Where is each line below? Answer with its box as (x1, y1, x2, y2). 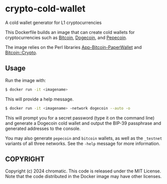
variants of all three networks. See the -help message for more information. (5, 140, 161, 146)
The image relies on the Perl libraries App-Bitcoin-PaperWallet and (5, 44, 142, 50)
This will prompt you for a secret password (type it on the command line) (5, 114, 155, 120)
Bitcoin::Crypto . (5, 49, 37, 55)
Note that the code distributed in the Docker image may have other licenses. (5, 173, 162, 179)
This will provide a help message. (5, 96, 74, 102)
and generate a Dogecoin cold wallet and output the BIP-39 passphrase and (5, 120, 162, 126)
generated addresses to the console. (5, 125, 81, 131)
